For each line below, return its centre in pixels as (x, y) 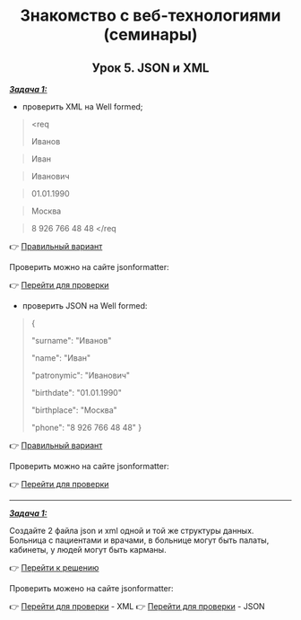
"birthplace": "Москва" (74, 410)
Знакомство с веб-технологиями (150, 16)
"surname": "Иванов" (71, 341)
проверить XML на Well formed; (82, 107)
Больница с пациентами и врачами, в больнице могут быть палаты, (139, 540)
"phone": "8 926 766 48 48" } (86, 428)
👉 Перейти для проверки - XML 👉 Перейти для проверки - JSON (138, 606)
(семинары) (150, 35)
